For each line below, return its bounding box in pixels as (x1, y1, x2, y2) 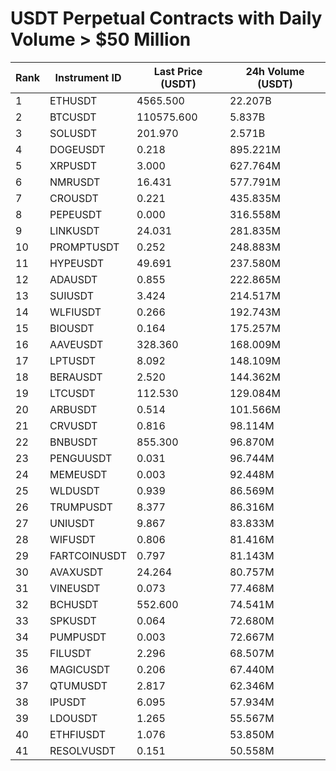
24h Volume (245, 64, 305, 78)
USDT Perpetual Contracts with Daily (10, 7, 323, 30)
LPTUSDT (49, 353, 97, 367)
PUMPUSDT (49, 630, 107, 644)
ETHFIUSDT (49, 727, 107, 741)
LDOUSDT (49, 711, 98, 725)
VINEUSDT (49, 581, 101, 595)
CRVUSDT (49, 418, 98, 432)
